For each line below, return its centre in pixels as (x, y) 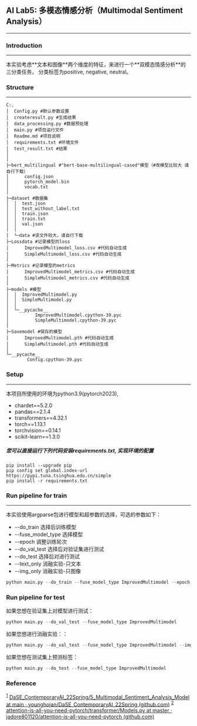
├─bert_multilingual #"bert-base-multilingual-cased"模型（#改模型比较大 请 (98, 165)
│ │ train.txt (26, 219)
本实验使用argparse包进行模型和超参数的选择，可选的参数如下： (84, 514)
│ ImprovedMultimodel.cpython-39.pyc (64, 315)
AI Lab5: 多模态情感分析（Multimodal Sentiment (95, 11)
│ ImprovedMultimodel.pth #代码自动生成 (60, 338)
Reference (21, 683)
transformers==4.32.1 (41, 418)
